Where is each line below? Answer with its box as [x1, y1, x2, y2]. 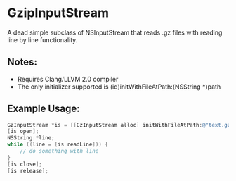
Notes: [7, 56, 37, 68]
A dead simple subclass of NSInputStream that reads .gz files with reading [7, 28, 223, 37]
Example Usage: [7, 103, 80, 115]
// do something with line [20, 148, 99, 155]
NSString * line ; [7, 135, 55, 142]
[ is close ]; [7, 161, 42, 168]
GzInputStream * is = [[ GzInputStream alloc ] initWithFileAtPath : [7, 121, 202, 128]
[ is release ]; [7, 167, 49, 174]
